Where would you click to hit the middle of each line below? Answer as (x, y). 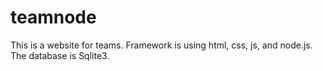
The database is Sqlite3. (60, 55)
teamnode (53, 17)
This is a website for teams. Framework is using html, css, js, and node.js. (161, 45)
